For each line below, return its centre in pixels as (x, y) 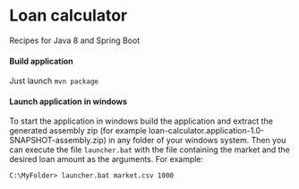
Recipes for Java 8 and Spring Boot (75, 40)
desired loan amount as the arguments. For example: (107, 159)
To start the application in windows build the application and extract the (141, 121)
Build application (41, 61)
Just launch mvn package (54, 81)
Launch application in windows (68, 101)
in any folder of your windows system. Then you (197, 141)
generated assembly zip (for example (78, 131)
